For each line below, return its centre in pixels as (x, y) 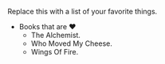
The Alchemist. (56, 35)
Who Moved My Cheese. (71, 43)
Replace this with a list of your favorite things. (82, 11)
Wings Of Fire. (55, 52)
